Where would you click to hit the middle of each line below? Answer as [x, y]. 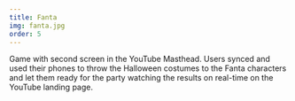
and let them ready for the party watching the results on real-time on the [141, 78]
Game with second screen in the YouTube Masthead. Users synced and [140, 59]
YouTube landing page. [51, 87]
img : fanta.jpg [37, 26]
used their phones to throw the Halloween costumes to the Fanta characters [148, 68]
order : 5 [25, 34]
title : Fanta [33, 17]
